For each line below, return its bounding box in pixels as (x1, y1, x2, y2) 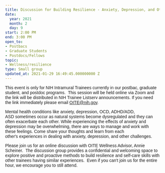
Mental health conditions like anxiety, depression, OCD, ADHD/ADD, (5, 109, 135, 114)
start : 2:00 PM (5, 30, 36, 35)
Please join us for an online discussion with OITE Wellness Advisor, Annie (5, 142, 145, 148)
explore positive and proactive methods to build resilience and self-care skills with (5, 152, 160, 158)
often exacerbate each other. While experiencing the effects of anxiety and (5, 119, 146, 124)
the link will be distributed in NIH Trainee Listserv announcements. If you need (5, 95, 153, 100)
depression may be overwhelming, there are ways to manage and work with (5, 124, 149, 129)
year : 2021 (9, 16, 32, 21)
